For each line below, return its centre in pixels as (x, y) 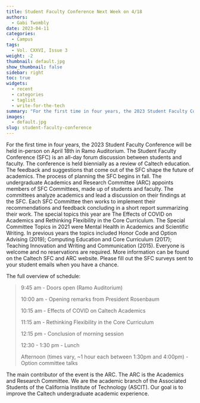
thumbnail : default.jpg (36, 61)
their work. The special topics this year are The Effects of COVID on (89, 214)
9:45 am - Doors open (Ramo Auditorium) (72, 288)
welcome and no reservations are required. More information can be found (98, 252)
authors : (17, 17)
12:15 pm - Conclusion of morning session (72, 334)
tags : (13, 45)
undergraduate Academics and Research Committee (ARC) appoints (90, 182)
